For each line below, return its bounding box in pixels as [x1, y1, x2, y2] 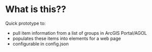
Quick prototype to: [5, 20, 46, 26]
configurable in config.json [12, 40, 69, 46]
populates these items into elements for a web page [12, 35, 121, 41]
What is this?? [5, 4, 66, 15]
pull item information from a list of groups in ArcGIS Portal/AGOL [12, 30, 147, 36]
